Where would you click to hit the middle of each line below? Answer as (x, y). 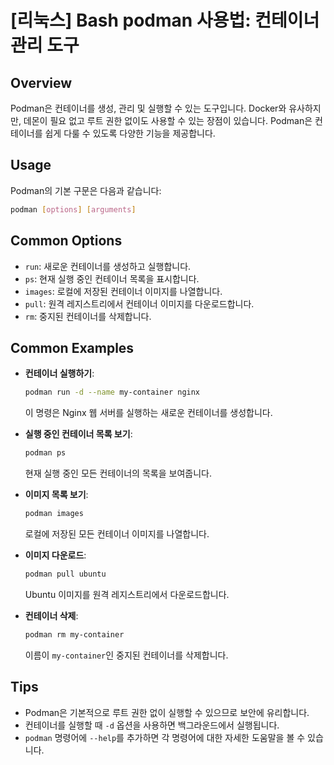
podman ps (45, 453)
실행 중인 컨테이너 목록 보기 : (78, 434)
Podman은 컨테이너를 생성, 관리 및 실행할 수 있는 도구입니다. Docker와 (148, 108)
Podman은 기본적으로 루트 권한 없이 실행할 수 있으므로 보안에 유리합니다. (167, 712)
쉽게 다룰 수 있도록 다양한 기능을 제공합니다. (130, 133)
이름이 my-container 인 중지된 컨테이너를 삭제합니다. (126, 655)
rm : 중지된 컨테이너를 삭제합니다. (88, 316)
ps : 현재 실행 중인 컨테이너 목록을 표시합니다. (112, 278)
